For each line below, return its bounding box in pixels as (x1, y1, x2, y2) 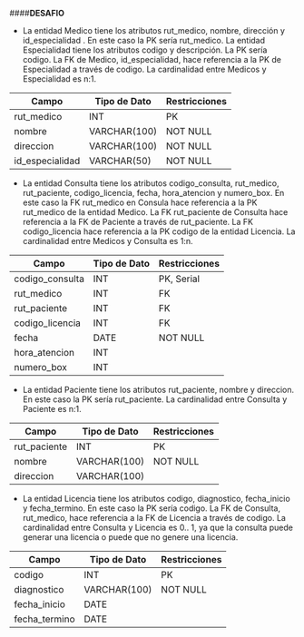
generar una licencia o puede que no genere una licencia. (22, 532, 239, 543)
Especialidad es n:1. (22, 73, 97, 84)
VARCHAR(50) (89, 154, 152, 167)
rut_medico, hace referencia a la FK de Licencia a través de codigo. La (22, 513, 286, 523)
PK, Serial (158, 272, 201, 285)
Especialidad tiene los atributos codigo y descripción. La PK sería (22, 44, 268, 55)
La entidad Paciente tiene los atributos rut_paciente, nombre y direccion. (22, 385, 295, 395)
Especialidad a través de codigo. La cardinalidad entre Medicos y (22, 64, 267, 74)
